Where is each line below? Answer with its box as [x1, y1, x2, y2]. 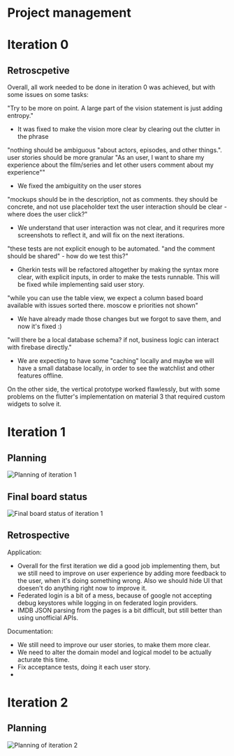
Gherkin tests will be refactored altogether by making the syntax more [17, 265, 219, 274]
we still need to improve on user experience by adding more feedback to [17, 569, 227, 577]
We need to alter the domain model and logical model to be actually [17, 648, 212, 656]
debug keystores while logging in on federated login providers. [17, 598, 198, 607]
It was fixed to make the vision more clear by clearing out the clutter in [17, 125, 221, 133]
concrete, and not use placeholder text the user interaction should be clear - [7, 202, 227, 211]
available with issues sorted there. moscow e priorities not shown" [7, 302, 199, 310]
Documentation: [7, 627, 54, 635]
